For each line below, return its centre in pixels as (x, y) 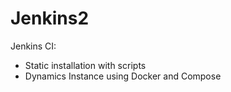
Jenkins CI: (33, 46)
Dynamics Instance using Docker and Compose (123, 76)
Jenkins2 (50, 18)
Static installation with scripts (85, 65)
